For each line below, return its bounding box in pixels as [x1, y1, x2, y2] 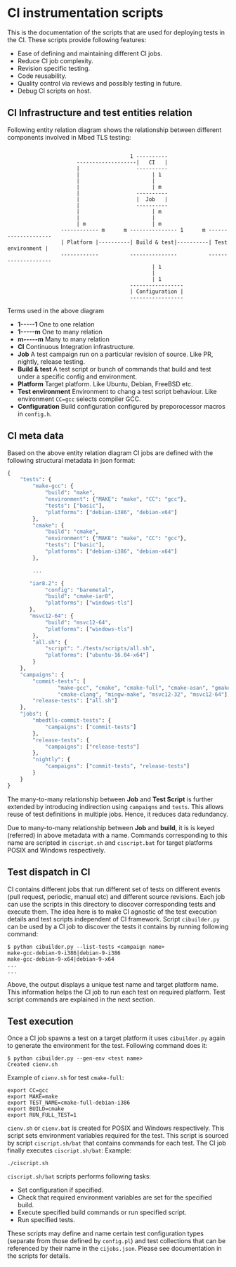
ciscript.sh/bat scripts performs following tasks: [7, 1172, 152, 1181]
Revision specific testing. [17, 64, 91, 72]
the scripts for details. [7, 1252, 71, 1260]
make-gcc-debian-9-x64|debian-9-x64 [7, 955, 114, 963]
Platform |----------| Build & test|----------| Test [67, 239, 228, 246]
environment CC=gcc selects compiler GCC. [17, 395, 142, 403]
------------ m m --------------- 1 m [60, 226, 206, 233]
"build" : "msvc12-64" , [44, 619, 112, 626]
